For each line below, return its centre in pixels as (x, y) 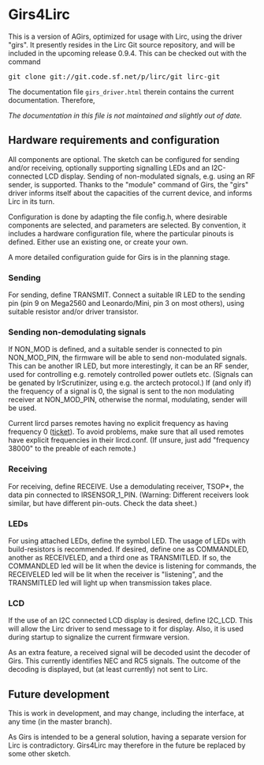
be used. (22, 408)
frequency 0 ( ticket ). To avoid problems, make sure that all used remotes (126, 431)
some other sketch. (39, 754)
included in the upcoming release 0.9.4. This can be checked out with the (127, 53)
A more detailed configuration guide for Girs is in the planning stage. (119, 257)
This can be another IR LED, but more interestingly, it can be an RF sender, (129, 366)
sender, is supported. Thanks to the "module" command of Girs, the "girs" (128, 184)
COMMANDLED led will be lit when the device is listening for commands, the (132, 566)
